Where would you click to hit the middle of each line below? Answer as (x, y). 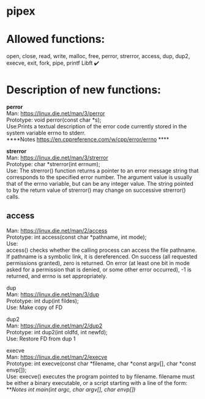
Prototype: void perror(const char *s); (54, 120)
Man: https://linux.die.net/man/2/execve (57, 357)
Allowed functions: (56, 39)
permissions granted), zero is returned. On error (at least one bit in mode (98, 263)
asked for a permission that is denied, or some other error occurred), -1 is (99, 269)
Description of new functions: (84, 90)
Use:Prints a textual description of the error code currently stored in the (97, 126)
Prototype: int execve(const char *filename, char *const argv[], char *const (101, 363)
